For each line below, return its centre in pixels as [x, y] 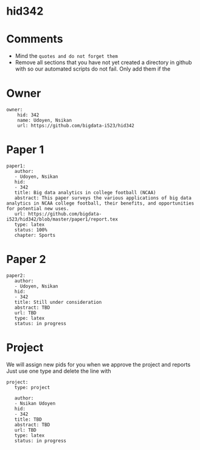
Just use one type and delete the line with [59, 371]
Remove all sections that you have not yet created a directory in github [104, 63]
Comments [35, 39]
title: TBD [28, 419]
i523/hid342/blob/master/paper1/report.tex [62, 219]
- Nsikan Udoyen [35, 403]
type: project [32, 387]
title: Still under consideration [58, 302]
